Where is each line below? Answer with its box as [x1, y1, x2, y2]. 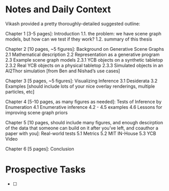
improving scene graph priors [5, 109, 68, 116]
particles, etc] [5, 88, 35, 94]
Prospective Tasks [5, 164, 86, 176]
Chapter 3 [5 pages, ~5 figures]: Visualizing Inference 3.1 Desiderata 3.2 [5, 78, 158, 84]
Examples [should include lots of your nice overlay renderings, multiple [5, 83, 155, 89]
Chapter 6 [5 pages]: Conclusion [5, 145, 74, 152]
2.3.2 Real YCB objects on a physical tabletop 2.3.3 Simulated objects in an [5, 62, 164, 68]
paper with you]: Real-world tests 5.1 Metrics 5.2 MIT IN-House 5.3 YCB [5, 130, 156, 137]
